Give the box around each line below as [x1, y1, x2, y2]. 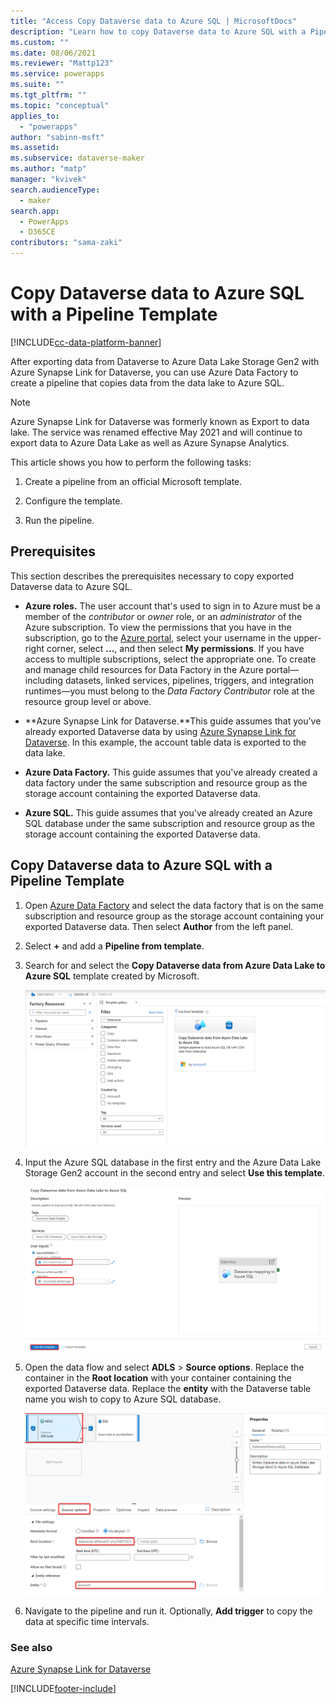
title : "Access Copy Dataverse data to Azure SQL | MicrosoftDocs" [10, 16, 298, 26]
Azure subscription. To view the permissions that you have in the [24, 621, 292, 633]
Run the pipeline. [24, 514, 95, 526]
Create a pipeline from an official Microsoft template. [24, 475, 243, 487]
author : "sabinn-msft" [10, 132, 105, 142]
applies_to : [10, 111, 60, 121]
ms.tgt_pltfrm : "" [10, 90, 87, 100]
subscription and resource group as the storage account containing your [24, 910, 325, 922]
